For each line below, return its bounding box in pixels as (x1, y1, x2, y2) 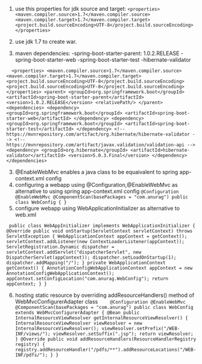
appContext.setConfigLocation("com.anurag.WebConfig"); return (6, 276, 169, 282)
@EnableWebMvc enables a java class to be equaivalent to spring (14, 169, 178, 175)
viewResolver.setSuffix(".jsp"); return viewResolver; (53, 331, 194, 337)
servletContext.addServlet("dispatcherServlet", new (6, 249, 142, 255)
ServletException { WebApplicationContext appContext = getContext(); (6, 233, 188, 239)
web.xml (14, 211, 37, 218)
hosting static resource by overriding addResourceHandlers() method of (14, 291, 195, 299)
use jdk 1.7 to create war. (14, 38, 77, 45)
